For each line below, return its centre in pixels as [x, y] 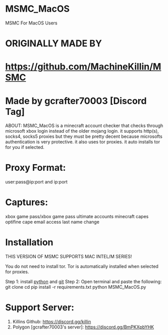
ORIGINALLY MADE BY [54, 43]
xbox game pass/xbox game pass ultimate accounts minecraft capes [77, 217]
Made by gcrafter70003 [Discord [76, 101]
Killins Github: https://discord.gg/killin [52, 322]
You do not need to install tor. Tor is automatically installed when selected [82, 266]
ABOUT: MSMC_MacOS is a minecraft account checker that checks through [84, 126]
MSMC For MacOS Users [31, 23]
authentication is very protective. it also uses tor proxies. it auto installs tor [83, 142]
